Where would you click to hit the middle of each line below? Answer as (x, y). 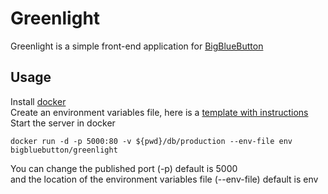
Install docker (38, 101)
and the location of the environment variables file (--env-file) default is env (164, 179)
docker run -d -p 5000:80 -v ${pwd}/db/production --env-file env (151, 141)
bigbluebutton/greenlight (64, 150)
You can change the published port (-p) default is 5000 (124, 168)
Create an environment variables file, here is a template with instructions (159, 112)
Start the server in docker (63, 123)
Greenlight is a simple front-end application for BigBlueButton (137, 46)
